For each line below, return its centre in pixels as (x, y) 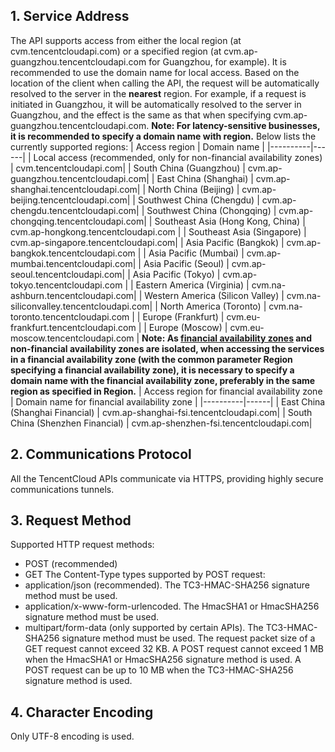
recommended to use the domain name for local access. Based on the (155, 72)
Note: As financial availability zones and (226, 338)
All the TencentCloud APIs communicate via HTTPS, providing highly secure (167, 478)
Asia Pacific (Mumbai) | (196, 253)
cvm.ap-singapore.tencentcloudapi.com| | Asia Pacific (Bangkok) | (147, 242)
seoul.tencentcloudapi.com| (68, 274)
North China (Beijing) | (194, 189)
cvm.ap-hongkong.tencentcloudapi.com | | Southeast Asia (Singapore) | (158, 231)
